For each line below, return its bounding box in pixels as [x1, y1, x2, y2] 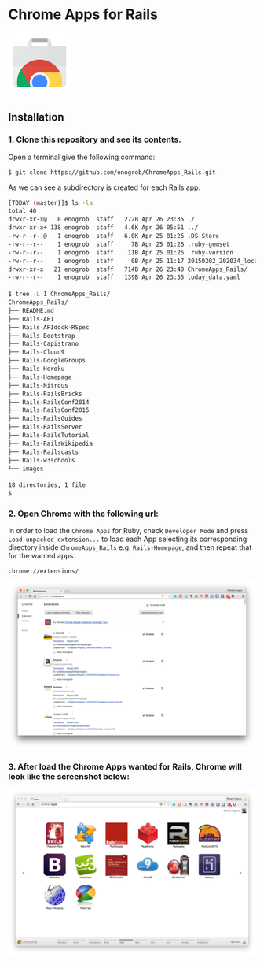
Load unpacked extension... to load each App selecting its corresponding [8, 534, 247, 544]
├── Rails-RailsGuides [8, 415, 82, 423]
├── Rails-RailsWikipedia [8, 440, 93, 447]
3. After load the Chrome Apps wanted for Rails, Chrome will [8, 761, 242, 772]
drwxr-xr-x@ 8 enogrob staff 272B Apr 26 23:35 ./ [8, 215, 195, 224]
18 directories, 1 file [8, 481, 86, 489]
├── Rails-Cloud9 [8, 348, 65, 356]
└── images [8, 465, 44, 473]
